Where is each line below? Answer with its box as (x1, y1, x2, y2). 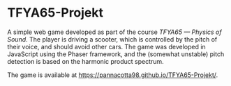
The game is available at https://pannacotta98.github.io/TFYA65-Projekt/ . (7, 71, 218, 79)
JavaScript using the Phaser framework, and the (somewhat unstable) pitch (7, 50, 225, 58)
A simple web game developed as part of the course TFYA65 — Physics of (7, 28, 222, 36)
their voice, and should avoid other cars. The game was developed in (7, 42, 206, 51)
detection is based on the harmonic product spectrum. (7, 57, 164, 65)
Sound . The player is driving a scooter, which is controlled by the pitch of (7, 35, 218, 43)
